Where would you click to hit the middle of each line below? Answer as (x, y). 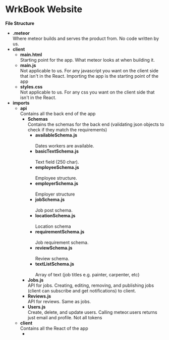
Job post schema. (54, 210)
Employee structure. (56, 178)
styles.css (31, 86)
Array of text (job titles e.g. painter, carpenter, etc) (87, 274)
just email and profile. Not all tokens (65, 317)
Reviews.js (39, 296)
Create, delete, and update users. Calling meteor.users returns (92, 312)
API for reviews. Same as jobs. (59, 301)
